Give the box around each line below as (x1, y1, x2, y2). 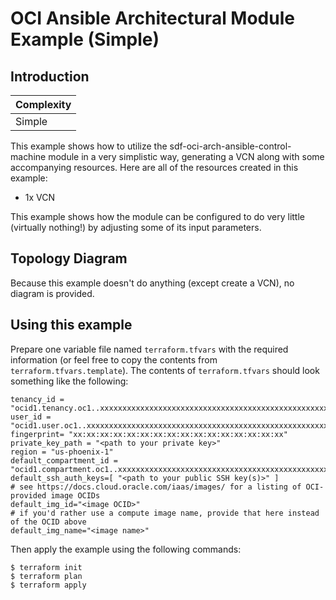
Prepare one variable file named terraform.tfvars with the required (10, 343, 289, 355)
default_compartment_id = (10, 455, 118, 466)
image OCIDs (50, 490, 101, 501)
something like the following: (10, 375, 129, 387)
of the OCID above (10, 517, 87, 527)
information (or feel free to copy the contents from (10, 353, 218, 366)
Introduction (10, 68, 90, 85)
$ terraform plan (10, 571, 83, 581)
